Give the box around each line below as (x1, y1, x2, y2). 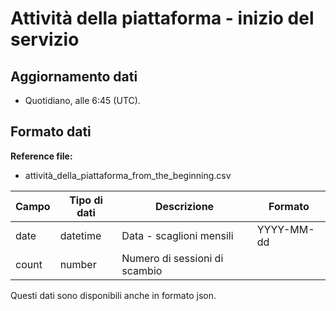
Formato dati (10, 123, 92, 141)
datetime (59, 228, 102, 242)
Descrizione (154, 199, 215, 213)
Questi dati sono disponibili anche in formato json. (10, 289, 217, 301)
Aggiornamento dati (10, 68, 138, 85)
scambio (121, 263, 163, 277)
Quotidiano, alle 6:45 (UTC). (24, 95, 141, 106)
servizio (10, 28, 80, 51)
